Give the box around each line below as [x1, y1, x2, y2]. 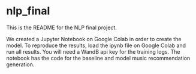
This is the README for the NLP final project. [6, 24, 117, 31]
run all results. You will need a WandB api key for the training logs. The [6, 48, 180, 55]
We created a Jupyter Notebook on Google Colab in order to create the [6, 35, 182, 42]
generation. [6, 61, 35, 68]
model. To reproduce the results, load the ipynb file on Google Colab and [6, 42, 186, 49]
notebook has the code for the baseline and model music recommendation [6, 54, 191, 61]
